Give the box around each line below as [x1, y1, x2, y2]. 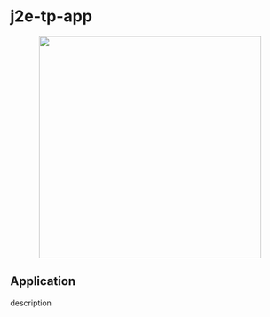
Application [10, 273, 76, 289]
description [10, 297, 52, 308]
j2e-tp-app [10, 6, 92, 27]
